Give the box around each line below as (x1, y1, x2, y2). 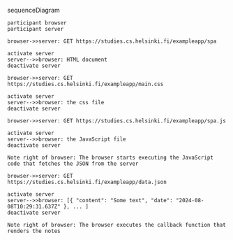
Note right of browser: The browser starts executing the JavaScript (7, 154, 214, 161)
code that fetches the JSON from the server (7, 160, 139, 167)
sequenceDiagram (7, 6, 61, 14)
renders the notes (7, 227, 61, 234)
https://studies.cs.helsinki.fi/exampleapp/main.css (7, 80, 164, 87)
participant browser (7, 20, 68, 27)
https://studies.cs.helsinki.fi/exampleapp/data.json (7, 178, 167, 185)
